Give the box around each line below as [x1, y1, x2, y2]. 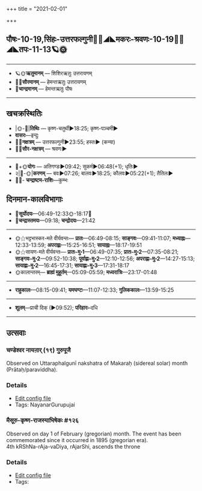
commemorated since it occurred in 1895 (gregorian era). [6, 436, 148, 443]
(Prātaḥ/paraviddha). [6, 366, 58, 373]
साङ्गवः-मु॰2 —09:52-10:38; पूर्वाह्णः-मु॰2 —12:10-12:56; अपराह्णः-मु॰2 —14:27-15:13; [14, 255, 195, 262]
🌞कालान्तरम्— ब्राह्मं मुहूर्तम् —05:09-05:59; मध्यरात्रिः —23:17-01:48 [14, 269, 158, 276]
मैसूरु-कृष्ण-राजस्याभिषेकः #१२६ [6, 416, 79, 425]
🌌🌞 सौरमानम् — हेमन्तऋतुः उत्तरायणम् [14, 78, 87, 85]
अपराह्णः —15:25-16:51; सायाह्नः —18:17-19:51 [47, 242, 142, 249]
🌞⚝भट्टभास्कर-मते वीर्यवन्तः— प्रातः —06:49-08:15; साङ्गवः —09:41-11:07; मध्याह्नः [14, 235, 186, 242]
